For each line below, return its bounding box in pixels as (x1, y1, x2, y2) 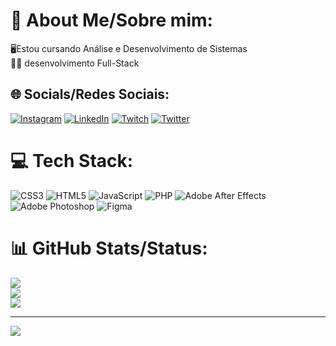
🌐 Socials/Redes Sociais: (10, 86, 170, 103)
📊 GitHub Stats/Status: (10, 237, 208, 259)
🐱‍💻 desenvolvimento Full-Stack (10, 57, 140, 69)
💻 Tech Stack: (10, 149, 134, 172)
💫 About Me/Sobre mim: (10, 9, 213, 32)
